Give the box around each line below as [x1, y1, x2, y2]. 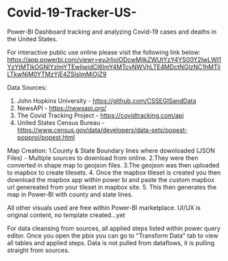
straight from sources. [7, 246, 70, 254]
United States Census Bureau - [16, 118, 105, 126]
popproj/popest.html [16, 133, 75, 141]
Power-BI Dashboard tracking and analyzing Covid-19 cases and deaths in [7, 27, 217, 36]
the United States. [7, 34, 58, 43]
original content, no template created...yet [7, 211, 125, 219]
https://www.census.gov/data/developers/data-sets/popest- [16, 126, 188, 134]
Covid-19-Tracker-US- [7, 5, 137, 21]
